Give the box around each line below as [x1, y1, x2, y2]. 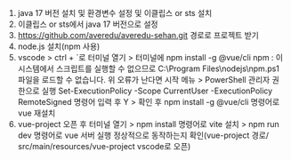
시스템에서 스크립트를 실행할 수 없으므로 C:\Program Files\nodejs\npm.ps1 [17, 63, 280, 74]
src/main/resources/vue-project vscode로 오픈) [17, 141, 191, 151]
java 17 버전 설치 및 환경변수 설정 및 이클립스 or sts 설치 [17, 8, 213, 18]
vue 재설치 [17, 108, 56, 118]
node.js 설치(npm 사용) [17, 41, 101, 52]
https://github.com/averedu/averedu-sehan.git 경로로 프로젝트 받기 [17, 30, 260, 40]
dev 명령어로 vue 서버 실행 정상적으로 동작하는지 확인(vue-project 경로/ [17, 130, 270, 140]
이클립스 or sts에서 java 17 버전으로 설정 [17, 19, 158, 29]
